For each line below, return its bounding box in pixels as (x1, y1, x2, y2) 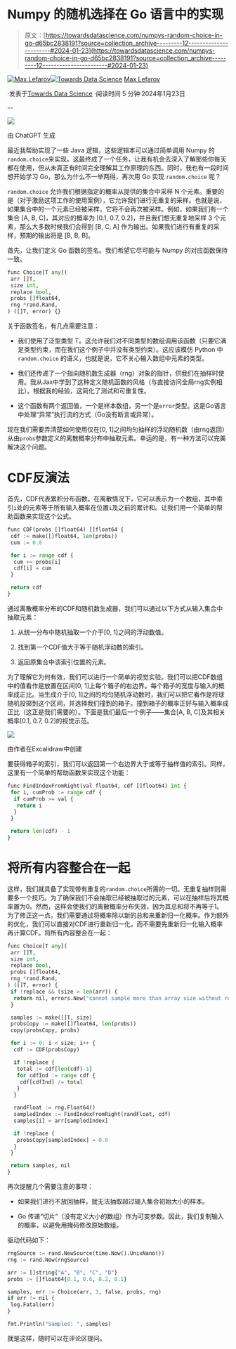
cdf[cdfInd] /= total (20, 1079, 83, 1086)
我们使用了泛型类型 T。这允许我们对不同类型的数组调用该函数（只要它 (17, 336, 221, 345)
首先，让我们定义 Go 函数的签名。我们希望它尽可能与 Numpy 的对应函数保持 (7, 246, 228, 254)
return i (16, 802, 42, 809)
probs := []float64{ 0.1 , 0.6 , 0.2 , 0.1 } (7, 1275, 128, 1282)
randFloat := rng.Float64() (13, 1104, 96, 1112)
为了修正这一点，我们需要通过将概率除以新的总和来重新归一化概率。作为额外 (7, 911, 229, 919)
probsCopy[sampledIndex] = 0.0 (16, 1136, 109, 1143)
